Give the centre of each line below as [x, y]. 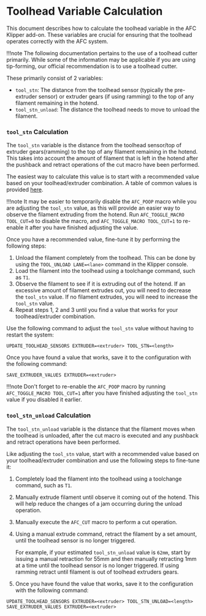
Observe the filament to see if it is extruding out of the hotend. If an [100, 284]
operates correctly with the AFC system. [57, 41]
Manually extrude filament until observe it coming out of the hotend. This [107, 497]
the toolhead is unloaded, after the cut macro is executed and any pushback [103, 435]
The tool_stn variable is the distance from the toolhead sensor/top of [94, 145]
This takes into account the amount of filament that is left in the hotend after [102, 158]
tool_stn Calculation [37, 132]
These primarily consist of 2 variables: [55, 78]
